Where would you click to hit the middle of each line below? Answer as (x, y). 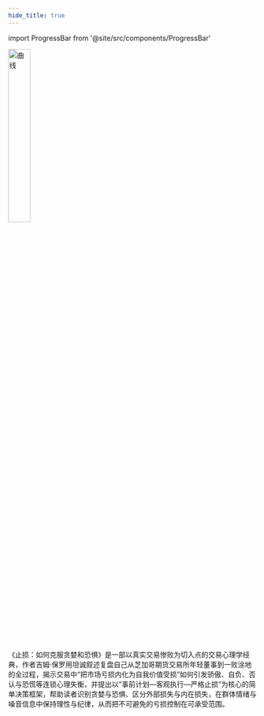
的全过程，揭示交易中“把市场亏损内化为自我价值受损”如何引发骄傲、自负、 (129, 674)
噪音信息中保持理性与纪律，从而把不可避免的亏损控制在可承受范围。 (119, 703)
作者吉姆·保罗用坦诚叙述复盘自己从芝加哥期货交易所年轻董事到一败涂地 (137, 664)
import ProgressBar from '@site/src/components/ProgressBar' (110, 38)
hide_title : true (37, 15)
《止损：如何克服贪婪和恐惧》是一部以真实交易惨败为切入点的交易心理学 (125, 654)
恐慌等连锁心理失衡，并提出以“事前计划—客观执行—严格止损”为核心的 (136, 684)
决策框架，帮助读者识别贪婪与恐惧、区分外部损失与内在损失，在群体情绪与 (136, 694)
